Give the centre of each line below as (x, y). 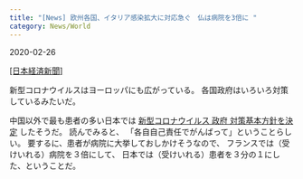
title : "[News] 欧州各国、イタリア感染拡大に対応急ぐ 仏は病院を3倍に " (133, 18)
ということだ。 (53, 165)
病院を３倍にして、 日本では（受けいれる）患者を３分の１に (161, 154)
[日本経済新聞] (36, 71)
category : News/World (50, 26)
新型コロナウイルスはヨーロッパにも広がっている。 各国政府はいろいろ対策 (149, 89)
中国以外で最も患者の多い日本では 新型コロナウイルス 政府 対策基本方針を (147, 120)
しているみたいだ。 (45, 101)
